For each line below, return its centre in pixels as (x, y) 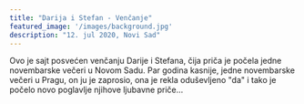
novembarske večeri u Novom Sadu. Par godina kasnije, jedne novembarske (152, 70)
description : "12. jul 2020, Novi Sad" (85, 35)
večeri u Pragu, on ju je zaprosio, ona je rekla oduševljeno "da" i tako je (143, 80)
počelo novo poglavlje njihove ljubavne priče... (96, 90)
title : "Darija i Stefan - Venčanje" (81, 18)
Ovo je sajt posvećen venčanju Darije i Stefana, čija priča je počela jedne (146, 61)
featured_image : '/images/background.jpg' (91, 26)
